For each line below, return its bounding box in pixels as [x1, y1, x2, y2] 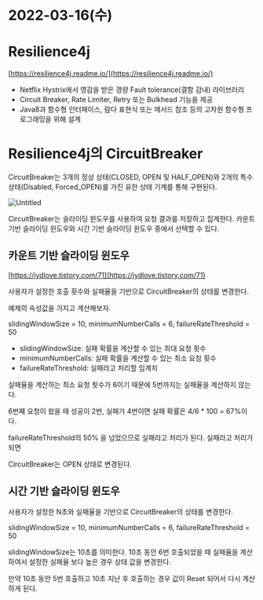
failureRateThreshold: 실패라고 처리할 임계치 [19, 363, 159, 372]
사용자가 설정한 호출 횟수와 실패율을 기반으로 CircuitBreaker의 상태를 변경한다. [8, 287, 250, 296]
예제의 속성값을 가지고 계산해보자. [8, 303, 111, 313]
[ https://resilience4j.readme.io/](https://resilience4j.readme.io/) [8, 69, 214, 79]
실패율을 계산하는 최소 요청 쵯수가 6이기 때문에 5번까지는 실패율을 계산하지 [8, 379, 237, 389]
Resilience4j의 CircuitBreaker [8, 145, 203, 163]
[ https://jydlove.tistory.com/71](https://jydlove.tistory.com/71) [8, 270, 206, 280]
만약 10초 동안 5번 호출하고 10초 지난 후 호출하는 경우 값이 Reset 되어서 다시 [8, 573, 241, 583]
